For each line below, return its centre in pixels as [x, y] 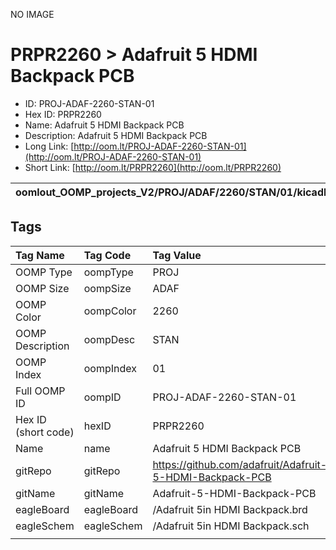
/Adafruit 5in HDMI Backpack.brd [230, 509]
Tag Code [107, 255]
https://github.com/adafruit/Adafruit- [240, 464]
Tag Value [177, 255]
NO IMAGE [32, 14]
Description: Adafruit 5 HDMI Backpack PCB [116, 135]
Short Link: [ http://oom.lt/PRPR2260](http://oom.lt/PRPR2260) [153, 167]
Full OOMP [40, 391]
